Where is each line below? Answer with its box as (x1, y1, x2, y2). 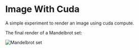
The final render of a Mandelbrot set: (5, 29, 82, 35)
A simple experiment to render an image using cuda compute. (5, 20, 134, 26)
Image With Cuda (5, 3, 80, 15)
